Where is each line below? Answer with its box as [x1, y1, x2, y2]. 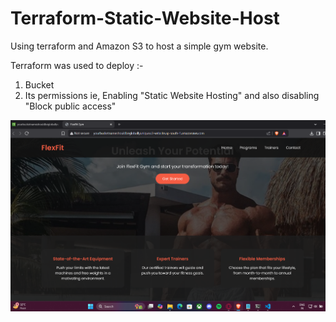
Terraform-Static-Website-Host [10, 7, 280, 30]
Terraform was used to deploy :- [10, 59, 144, 71]
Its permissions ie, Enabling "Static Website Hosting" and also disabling [24, 89, 320, 101]
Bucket [24, 78, 55, 91]
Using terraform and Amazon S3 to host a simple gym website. [10, 40, 269, 52]
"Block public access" [24, 100, 117, 112]
